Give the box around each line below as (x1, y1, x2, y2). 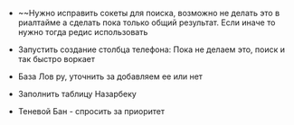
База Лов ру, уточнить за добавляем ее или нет (17, 71, 204, 82)
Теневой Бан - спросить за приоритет (17, 106, 166, 116)
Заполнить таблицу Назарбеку (17, 89, 138, 99)
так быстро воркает (17, 54, 95, 64)
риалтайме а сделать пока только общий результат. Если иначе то (17, 17, 276, 28)
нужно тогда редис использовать (17, 27, 148, 37)
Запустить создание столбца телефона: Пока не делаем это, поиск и (17, 44, 285, 55)
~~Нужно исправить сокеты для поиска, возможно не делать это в (17, 8, 280, 18)
